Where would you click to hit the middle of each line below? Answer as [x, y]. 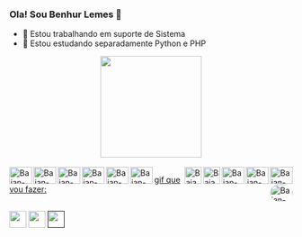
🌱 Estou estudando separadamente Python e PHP [114, 43]
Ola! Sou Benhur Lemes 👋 [66, 14]
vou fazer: [28, 189]
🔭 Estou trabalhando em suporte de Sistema [104, 34]
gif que [168, 180]
